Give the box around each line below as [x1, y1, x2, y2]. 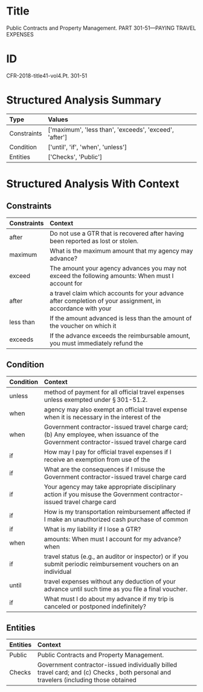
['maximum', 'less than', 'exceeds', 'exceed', [48, 125, 174, 134]
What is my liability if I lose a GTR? [44, 525, 141, 533]
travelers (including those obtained [37, 676, 137, 684]
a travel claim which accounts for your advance [50, 289, 184, 298]
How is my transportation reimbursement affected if [44, 507, 191, 516]
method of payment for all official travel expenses [44, 388, 185, 396]
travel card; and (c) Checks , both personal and [37, 668, 171, 677]
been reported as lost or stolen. [50, 236, 139, 245]
